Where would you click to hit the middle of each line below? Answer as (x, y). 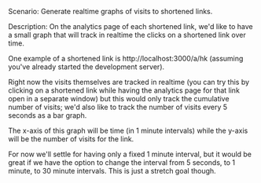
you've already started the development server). (86, 67)
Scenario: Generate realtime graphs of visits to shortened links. (110, 11)
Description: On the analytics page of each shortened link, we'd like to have (130, 26)
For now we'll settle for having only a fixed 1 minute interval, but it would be (130, 154)
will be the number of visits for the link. (71, 139)
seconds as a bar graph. (48, 115)
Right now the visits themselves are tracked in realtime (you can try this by (129, 82)
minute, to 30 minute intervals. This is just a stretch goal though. (112, 171)
